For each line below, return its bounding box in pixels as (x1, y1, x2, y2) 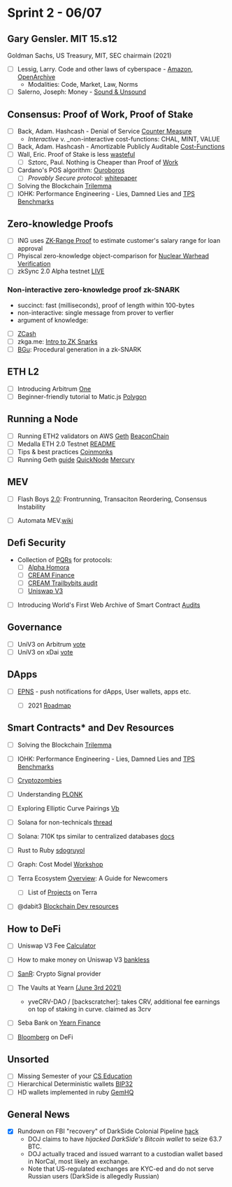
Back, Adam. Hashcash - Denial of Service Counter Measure (17, 127, 192, 135)
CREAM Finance (27, 570, 75, 579)
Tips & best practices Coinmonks (17, 447, 113, 456)
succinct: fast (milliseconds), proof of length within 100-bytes (17, 301, 195, 309)
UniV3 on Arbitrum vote (17, 640, 86, 648)
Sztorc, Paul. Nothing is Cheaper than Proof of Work (27, 158, 178, 167)
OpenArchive (17, 73, 56, 81)
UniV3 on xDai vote (17, 647, 73, 656)
